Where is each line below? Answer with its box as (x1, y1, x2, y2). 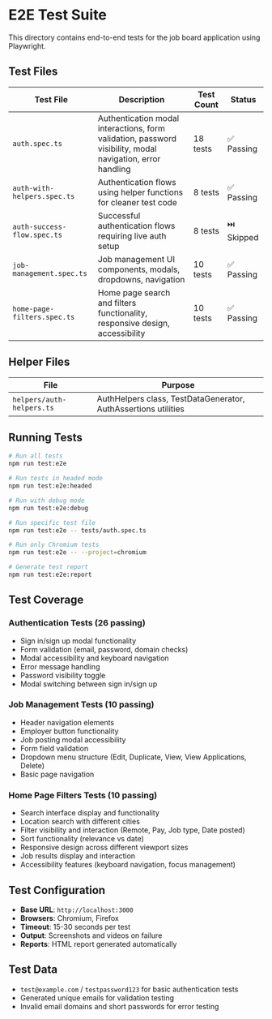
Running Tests (8, 430, 83, 444)
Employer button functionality (19, 726, 119, 736)
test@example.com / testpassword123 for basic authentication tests (19, 984, 239, 994)
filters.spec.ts (12, 312, 75, 321)
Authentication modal (97, 112, 180, 123)
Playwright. (8, 41, 46, 50)
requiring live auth (97, 230, 167, 241)
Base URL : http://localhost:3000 (19, 905, 134, 914)
